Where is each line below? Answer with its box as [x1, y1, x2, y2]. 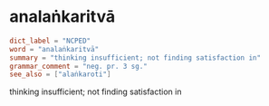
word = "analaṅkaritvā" [9, 44, 100, 53]
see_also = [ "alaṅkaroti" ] [9, 70, 111, 79]
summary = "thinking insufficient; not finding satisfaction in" [9, 53, 261, 63]
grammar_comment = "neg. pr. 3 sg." [9, 62, 148, 71]
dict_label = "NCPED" [9, 36, 91, 45]
